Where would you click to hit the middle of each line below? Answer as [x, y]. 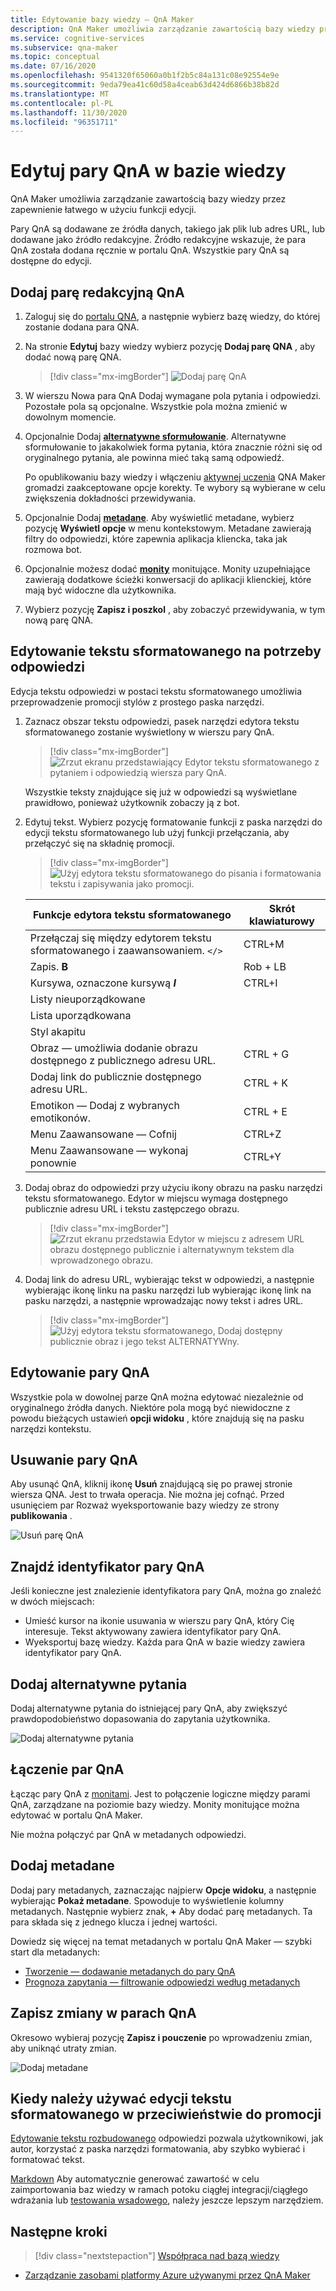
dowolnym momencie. [70, 417]
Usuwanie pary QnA [74, 1460]
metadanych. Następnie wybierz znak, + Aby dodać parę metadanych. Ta [161, 1911]
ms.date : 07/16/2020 [53, 66]
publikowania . [41, 1516]
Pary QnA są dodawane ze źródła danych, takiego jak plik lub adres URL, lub [168, 229]
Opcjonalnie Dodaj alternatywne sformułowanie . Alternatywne [155, 436]
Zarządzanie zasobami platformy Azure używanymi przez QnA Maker [167, 2275]
